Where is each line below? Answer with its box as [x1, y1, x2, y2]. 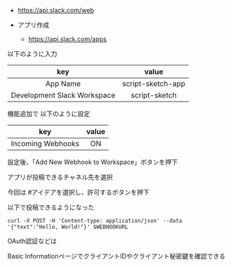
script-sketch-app [121, 79, 186, 88]
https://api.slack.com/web [17, 6, 94, 14]
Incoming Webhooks [11, 138, 79, 148]
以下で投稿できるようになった [7, 203, 94, 212]
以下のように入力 [7, 50, 57, 58]
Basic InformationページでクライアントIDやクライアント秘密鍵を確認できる [7, 252, 226, 260]
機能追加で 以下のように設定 [7, 109, 90, 118]
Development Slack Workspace [11, 90, 116, 100]
